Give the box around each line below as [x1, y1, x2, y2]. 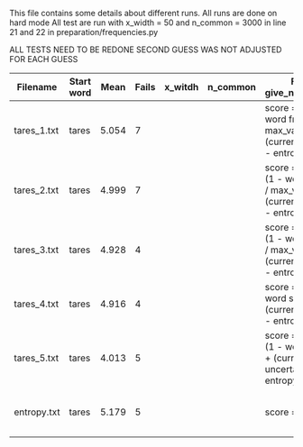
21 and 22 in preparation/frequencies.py [9, 27, 159, 37]
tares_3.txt [14, 243, 60, 256]
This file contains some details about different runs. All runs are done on [9, 8, 278, 18]
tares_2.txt [14, 184, 60, 196]
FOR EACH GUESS [9, 54, 78, 64]
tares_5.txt [14, 351, 60, 364]
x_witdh [163, 81, 199, 93]
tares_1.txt [14, 124, 60, 136]
